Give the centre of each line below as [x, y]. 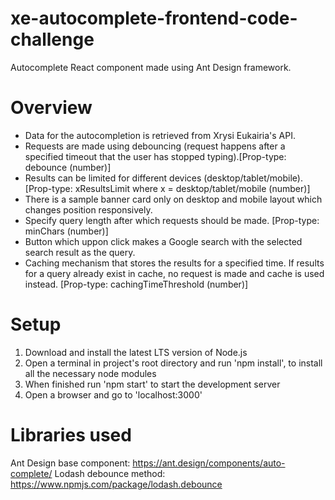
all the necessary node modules [90, 373]
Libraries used [71, 435]
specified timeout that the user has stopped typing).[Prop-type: [155, 156]
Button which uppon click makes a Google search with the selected [163, 241]
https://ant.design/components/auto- [209, 463]
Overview [51, 108]
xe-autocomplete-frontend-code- [154, 18]
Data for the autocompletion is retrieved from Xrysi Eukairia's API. [160, 135]
